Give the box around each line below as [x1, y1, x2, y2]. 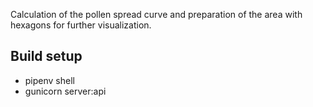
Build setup [10, 48, 83, 65]
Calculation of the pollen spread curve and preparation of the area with [10, 9, 303, 20]
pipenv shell [24, 74, 75, 86]
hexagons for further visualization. [10, 19, 152, 31]
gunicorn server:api [24, 85, 107, 97]
